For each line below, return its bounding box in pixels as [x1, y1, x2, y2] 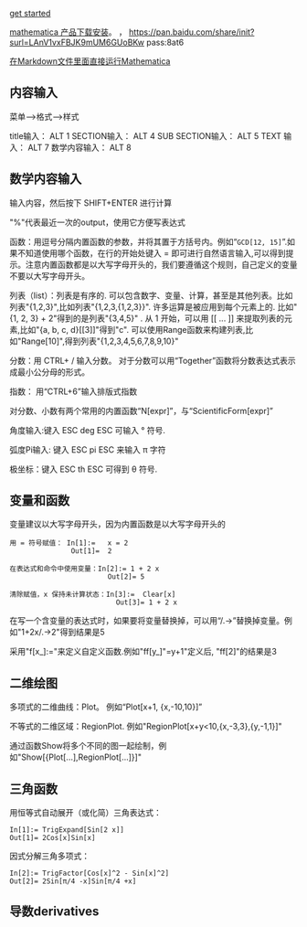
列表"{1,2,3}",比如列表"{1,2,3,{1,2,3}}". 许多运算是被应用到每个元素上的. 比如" [9, 301, 298, 312]
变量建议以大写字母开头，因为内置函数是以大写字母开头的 [9, 518, 226, 529]
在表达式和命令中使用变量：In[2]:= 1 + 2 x [9, 564, 160, 574]
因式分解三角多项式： [9, 850, 90, 862]
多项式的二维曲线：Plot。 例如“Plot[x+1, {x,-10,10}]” [9, 701, 203, 712]
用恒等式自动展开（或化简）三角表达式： [9, 807, 162, 818]
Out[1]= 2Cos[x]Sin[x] [9, 834, 96, 843]
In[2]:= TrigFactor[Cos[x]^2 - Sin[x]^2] [9, 868, 170, 879]
